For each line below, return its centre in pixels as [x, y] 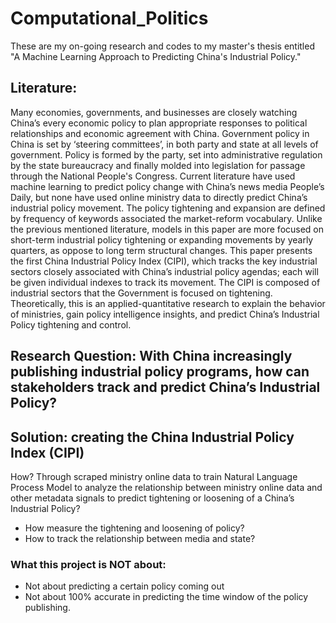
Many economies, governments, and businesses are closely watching [154, 112]
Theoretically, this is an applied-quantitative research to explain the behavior [168, 303]
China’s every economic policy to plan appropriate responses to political [159, 123]
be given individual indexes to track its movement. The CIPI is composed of [165, 282]
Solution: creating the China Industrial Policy [152, 437]
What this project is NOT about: [88, 564]
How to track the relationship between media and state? [140, 538]
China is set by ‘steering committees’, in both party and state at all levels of [164, 144]
